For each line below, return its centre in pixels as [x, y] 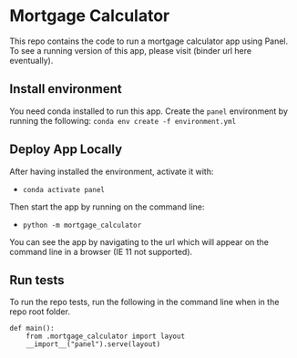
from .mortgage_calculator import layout [105, 337]
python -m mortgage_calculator [82, 225]
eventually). [31, 60]
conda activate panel [63, 189]
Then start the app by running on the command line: [107, 207]
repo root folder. [40, 312]
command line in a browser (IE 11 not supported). [101, 251]
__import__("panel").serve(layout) [93, 344]
